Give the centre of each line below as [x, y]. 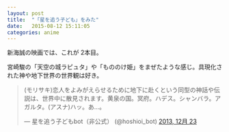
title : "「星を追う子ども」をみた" [53, 20]
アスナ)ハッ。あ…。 [78, 107]
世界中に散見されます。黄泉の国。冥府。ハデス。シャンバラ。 [129, 99]
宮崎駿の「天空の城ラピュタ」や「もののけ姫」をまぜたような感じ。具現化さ [115, 67]
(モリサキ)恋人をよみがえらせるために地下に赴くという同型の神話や [119, 90]
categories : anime [33, 32]
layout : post [26, 13]
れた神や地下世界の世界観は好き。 [55, 76]
